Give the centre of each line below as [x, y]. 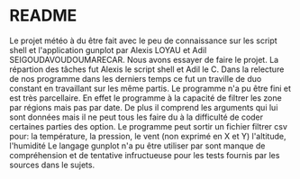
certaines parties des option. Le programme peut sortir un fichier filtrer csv [149, 126]
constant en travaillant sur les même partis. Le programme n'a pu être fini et [150, 88]
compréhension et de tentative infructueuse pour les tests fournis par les [145, 155]
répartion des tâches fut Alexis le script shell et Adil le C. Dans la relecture [147, 69]
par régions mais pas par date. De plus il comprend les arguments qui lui [144, 107]
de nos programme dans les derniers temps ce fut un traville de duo [136, 78]
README [43, 16]
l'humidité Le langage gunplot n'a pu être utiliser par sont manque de [137, 146]
